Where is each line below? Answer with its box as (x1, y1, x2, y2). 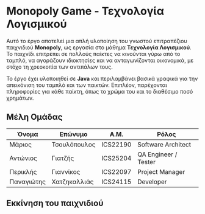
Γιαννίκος (51, 167, 81, 176)
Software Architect (137, 140, 191, 148)
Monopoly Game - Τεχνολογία (6, 4, 165, 18)
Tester (137, 157, 156, 166)
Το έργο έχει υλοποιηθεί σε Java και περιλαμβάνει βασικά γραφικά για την (6, 75, 198, 82)
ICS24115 (101, 178, 132, 186)
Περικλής (9, 167, 37, 176)
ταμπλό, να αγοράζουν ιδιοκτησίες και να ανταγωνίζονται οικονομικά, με (6, 57, 194, 64)
